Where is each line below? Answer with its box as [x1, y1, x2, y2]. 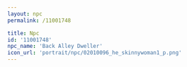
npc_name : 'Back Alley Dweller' [7, 43, 103, 50]
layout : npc [7, 10, 42, 18]
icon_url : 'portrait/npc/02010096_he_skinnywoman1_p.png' [7, 49, 182, 56]
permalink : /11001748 [7, 17, 72, 24]
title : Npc [7, 30, 40, 37]
